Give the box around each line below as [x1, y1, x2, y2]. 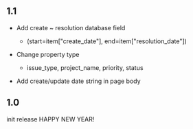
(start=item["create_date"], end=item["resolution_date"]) [26, 37, 187, 45]
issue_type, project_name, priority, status [26, 63, 144, 71]
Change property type [16, 50, 80, 58]
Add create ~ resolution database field [16, 23, 126, 32]
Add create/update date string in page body [16, 77, 141, 85]
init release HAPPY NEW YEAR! [6, 115, 95, 123]
